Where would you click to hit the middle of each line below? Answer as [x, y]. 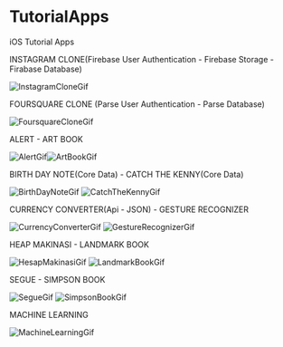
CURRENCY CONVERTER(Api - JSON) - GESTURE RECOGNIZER [129, 209]
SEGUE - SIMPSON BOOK [57, 279]
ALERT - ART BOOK [46, 139]
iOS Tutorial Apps [42, 42]
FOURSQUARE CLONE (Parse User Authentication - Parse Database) [137, 104]
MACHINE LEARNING [49, 314]
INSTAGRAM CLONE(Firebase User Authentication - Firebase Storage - [141, 59]
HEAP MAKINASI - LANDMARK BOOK [79, 244]
